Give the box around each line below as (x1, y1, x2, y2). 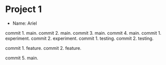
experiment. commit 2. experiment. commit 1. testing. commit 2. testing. (5, 35, 154, 41)
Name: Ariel (12, 20, 37, 26)
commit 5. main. (5, 54, 39, 61)
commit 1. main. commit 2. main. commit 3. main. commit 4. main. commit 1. (5, 30, 161, 36)
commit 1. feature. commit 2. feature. (5, 45, 81, 51)
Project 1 (5, 4, 42, 15)
